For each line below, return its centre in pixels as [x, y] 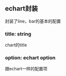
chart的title [16, 45]
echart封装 [21, 9]
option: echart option [30, 58]
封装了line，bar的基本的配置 [33, 21]
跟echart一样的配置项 [26, 69]
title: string [18, 34]
